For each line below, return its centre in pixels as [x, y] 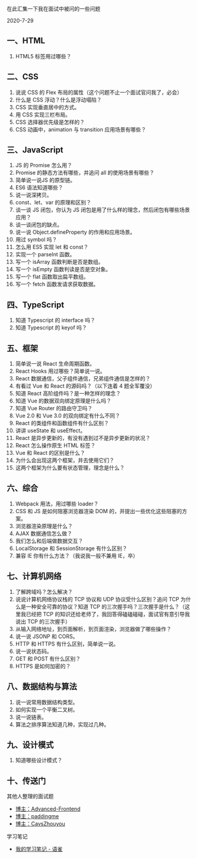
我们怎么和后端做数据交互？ [49, 540]
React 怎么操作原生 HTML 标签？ [55, 445]
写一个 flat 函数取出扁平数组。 [52, 277]
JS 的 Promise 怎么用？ [44, 165]
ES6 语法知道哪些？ [39, 188]
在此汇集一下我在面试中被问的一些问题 [53, 9]
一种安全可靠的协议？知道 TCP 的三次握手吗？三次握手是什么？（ [105, 606]
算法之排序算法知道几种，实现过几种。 [62, 724]
